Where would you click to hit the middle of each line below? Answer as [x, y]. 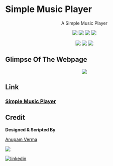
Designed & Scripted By [30, 129]
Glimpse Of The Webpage [46, 59]
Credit [15, 118]
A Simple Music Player [84, 23]
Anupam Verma [21, 139]
